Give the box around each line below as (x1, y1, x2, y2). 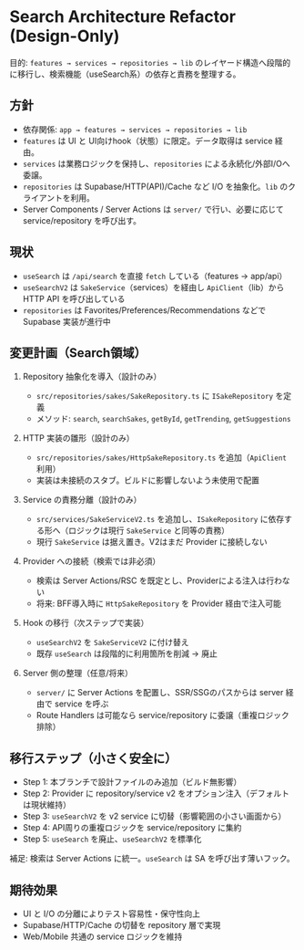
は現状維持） (22, 799, 71, 810)
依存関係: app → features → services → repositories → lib (22, 123, 248, 134)
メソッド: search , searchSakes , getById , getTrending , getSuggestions (35, 413, 291, 424)
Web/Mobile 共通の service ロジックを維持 (22, 931, 183, 942)
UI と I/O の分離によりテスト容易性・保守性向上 (22, 908, 201, 919)
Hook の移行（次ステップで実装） (22, 618, 149, 629)
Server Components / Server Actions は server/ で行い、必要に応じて (22, 204, 284, 214)
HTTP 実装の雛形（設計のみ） (22, 433, 135, 444)
